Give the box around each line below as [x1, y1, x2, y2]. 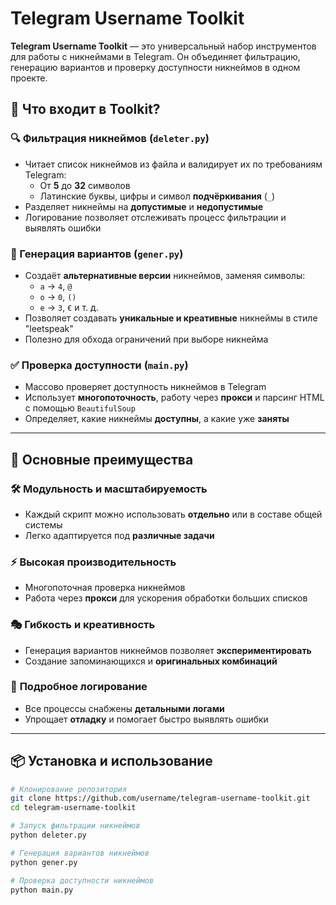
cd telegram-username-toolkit [10, 803, 137, 813]
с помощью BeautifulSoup [24, 402, 136, 414]
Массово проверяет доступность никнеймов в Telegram [24, 381, 267, 393]
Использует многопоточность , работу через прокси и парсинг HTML [24, 392, 325, 404]
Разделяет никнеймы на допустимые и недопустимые [24, 200, 264, 212]
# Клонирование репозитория [10, 784, 128, 794]
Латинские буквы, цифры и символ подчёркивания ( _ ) [39, 190, 276, 202]
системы [24, 518, 63, 531]
